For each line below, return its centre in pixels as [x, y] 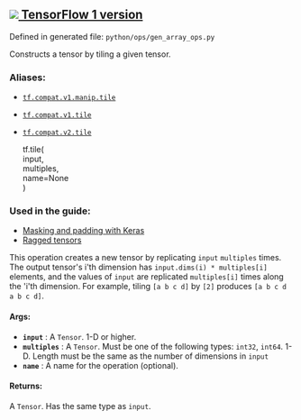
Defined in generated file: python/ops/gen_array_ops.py [112, 36]
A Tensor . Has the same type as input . [80, 406]
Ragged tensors [52, 240]
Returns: [26, 386]
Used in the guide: [50, 211]
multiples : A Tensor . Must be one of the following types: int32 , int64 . [153, 346]
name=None [46, 178]
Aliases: [28, 78]
